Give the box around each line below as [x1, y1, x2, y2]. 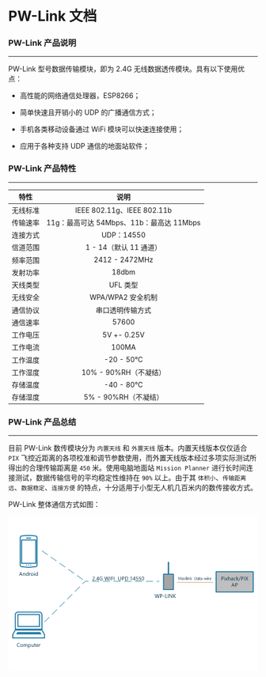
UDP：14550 [101, 230, 146, 240]
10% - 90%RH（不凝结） [81, 367, 166, 376]
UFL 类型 [108, 280, 139, 289]
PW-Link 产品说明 [8, 37, 77, 48]
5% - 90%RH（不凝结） [83, 392, 164, 402]
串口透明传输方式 [95, 305, 152, 315]
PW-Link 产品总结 [8, 416, 77, 427]
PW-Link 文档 [8, 7, 97, 25]
